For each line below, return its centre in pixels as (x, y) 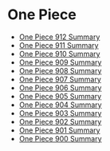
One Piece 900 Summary (60, 138)
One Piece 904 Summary (60, 105)
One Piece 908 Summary (60, 70)
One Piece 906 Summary (60, 87)
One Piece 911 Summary (59, 45)
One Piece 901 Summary (59, 130)
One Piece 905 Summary (60, 96)
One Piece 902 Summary (60, 121)
